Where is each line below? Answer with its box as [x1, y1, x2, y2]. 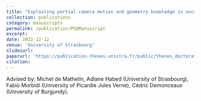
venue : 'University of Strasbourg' [6, 42, 95, 48]
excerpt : [6, 31, 28, 37]
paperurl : [6, 53, 31, 59]
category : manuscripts [6, 20, 63, 26]
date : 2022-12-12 [6, 36, 50, 42]
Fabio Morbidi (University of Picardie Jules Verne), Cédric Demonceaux [6, 81, 183, 88]
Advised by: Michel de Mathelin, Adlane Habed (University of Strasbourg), [6, 75, 189, 82]
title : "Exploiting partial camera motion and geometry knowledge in [6, 8, 184, 15]
